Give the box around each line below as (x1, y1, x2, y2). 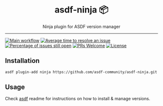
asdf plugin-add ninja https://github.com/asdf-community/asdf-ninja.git (5, 69, 158, 75)
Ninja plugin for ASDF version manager (43, 23, 120, 30)
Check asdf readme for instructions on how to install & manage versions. (5, 96, 150, 102)
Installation (5, 57, 40, 65)
